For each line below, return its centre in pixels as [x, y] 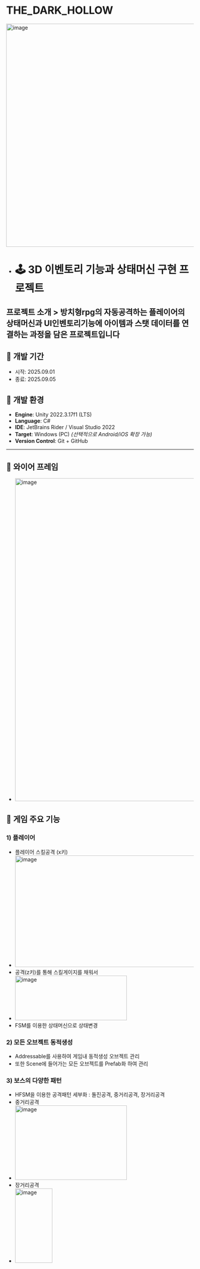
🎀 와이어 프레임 [32, 467]
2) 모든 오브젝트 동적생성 [40, 1042]
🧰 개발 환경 [25, 400]
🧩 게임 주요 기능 [33, 819]
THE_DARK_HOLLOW [60, 10]
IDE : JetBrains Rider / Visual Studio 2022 [65, 427]
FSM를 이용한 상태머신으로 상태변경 [56, 1025]
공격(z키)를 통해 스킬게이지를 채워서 [56, 972]
